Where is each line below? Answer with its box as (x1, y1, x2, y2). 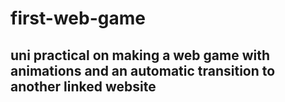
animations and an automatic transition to (10, 62, 276, 79)
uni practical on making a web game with (10, 47, 271, 64)
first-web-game (10, 7, 146, 30)
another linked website (10, 78, 157, 95)
